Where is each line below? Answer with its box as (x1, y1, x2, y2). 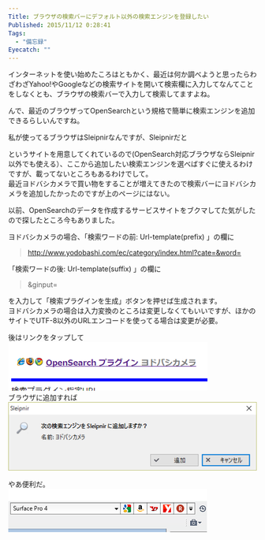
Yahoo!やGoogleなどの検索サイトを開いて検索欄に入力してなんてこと (28, 80, 254, 89)
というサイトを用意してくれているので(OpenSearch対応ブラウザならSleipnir (8, 150, 255, 159)
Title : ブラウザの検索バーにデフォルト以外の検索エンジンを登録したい (8, 13, 209, 20)
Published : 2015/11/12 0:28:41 (8, 20, 111, 29)
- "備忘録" (15, 38, 47, 46)
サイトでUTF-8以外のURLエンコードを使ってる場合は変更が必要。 (8, 316, 222, 326)
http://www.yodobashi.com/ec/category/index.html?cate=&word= (27, 248, 242, 258)
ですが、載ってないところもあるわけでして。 (8, 169, 153, 179)
